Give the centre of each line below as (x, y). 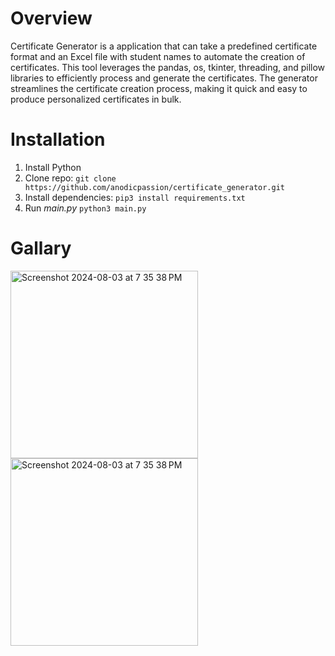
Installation (58, 139)
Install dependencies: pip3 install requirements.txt (135, 197)
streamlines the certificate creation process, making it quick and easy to (159, 88)
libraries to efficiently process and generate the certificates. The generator (164, 78)
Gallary (41, 248)
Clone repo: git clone (70, 178)
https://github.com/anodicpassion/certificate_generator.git (155, 187)
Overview (51, 18)
